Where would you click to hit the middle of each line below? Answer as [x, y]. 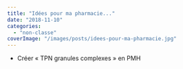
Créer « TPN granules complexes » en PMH [79, 58]
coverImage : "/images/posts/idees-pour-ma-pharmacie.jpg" [92, 39]
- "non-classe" [35, 32]
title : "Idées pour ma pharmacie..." [61, 13]
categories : [24, 26]
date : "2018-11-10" [35, 20]
